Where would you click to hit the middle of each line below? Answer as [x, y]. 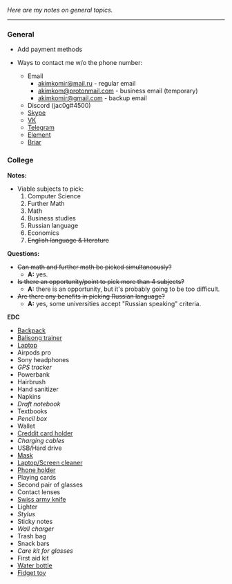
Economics [43, 233]
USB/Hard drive [39, 448]
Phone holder [36, 470]
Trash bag [31, 536]
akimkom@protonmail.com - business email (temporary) [118, 91]
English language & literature [68, 240]
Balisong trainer [39, 337]
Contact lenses [39, 492]
